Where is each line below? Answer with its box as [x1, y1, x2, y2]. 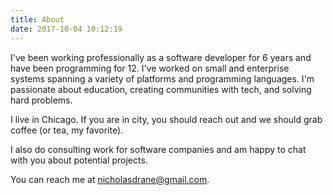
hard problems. [10, 94, 73, 106]
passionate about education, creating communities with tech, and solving [10, 83, 312, 95]
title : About [10, 14, 65, 25]
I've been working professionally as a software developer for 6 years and [10, 51, 312, 63]
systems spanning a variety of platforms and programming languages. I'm [10, 72, 315, 85]
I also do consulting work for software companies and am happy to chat [10, 143, 307, 155]
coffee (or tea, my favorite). [10, 124, 124, 136]
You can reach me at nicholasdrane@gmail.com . [10, 173, 210, 185]
